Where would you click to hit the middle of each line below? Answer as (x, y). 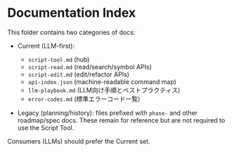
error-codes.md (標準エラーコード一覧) (84, 99)
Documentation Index (71, 13)
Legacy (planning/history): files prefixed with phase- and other (108, 113)
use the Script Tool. (46, 127)
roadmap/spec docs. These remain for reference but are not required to (121, 120)
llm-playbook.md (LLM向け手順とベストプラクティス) (104, 90)
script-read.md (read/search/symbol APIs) (90, 67)
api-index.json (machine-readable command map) (102, 81)
